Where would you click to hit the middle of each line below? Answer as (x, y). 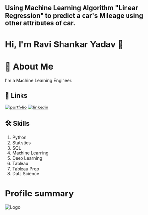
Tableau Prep (25, 169)
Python (19, 138)
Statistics (21, 143)
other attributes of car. (40, 23)
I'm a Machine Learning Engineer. (39, 80)
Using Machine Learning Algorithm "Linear (72, 8)
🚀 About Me (29, 67)
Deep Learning (27, 158)
